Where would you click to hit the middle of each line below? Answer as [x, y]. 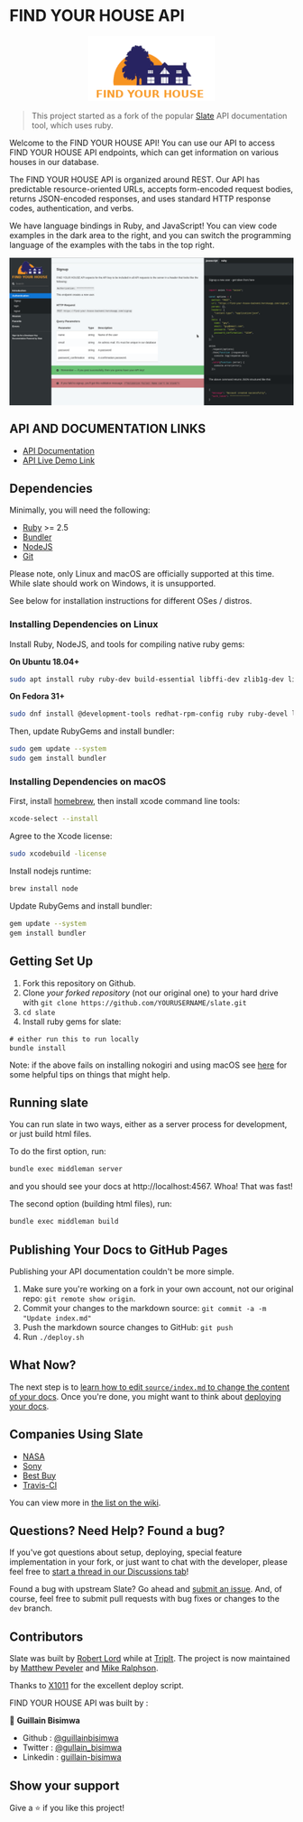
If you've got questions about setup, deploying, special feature [126, 1552]
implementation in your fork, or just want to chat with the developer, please [149, 1562]
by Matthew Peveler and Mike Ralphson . [84, 1668]
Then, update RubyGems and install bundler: [92, 731]
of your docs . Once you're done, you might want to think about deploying [146, 1396]
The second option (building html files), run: [91, 1204]
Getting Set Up [51, 962]
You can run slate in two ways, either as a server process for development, [148, 1124]
